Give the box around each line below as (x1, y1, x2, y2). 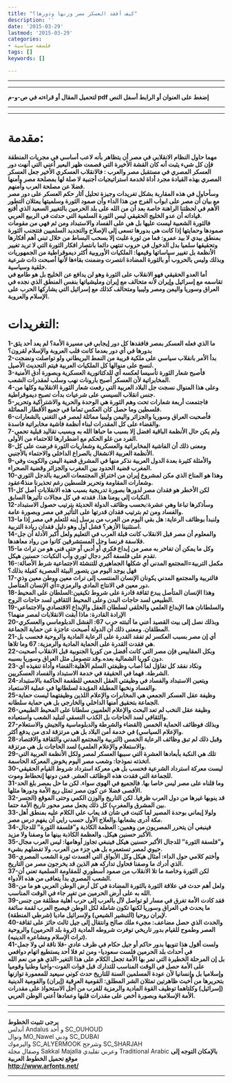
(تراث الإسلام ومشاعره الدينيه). (8, 933, 88, 941)
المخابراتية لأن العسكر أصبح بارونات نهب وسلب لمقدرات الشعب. (8, 375, 171, 384)
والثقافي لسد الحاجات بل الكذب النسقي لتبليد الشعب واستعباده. (8, 713, 168, 721)
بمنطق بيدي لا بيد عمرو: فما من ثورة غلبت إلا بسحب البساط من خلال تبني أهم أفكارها (8, 233, 221, 241)
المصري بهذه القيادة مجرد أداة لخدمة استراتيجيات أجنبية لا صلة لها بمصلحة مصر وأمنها (8, 175, 222, 183)
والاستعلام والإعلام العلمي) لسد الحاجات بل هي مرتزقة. (8, 742, 147, 751)
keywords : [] (8, 55, 45, 62)
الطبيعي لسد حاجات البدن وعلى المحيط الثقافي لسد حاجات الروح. (8, 595, 174, 604)
